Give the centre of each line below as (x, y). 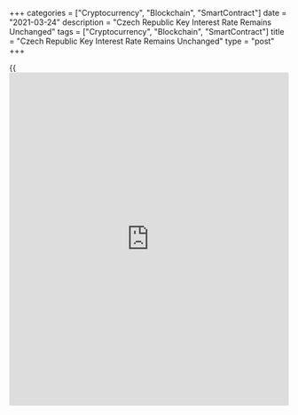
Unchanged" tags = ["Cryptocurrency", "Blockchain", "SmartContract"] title (147, 32)
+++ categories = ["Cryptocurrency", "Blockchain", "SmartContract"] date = (148, 13)
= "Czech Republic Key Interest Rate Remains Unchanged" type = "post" (142, 41)
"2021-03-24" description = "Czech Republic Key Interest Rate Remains (141, 22)
